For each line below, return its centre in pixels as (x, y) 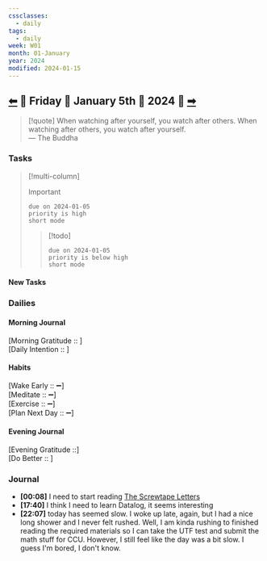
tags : (17, 31)
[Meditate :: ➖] (32, 394)
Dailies (22, 304)
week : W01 (25, 46)
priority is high (57, 214)
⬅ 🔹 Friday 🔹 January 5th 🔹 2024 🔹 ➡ (102, 101)
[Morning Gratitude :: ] (46, 341)
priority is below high (88, 257)
